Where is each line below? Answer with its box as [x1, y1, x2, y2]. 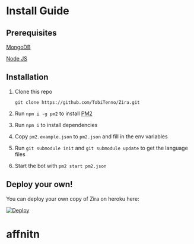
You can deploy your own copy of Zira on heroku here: [6, 195, 139, 202]
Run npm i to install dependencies [14, 121, 98, 128]
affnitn [6, 227, 40, 241]
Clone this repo [14, 88, 52, 95]
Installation [6, 72, 49, 83]
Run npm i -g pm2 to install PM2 [14, 110, 93, 117]
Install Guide [6, 4, 69, 18]
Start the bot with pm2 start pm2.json [14, 162, 107, 169]
